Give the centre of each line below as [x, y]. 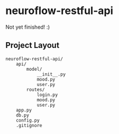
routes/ [36, 90]
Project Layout [32, 45]
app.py [24, 110]
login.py [47, 95]
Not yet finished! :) [28, 27]
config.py [28, 120]
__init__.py [51, 74]
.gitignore [29, 125]
